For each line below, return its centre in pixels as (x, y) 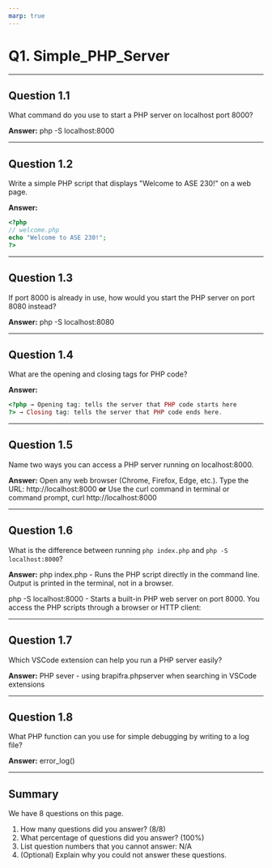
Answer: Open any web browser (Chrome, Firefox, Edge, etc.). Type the (129, 480)
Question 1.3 (41, 278)
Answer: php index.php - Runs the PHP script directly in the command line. (134, 574)
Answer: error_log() (42, 761)
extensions (27, 684)
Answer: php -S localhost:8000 (62, 131)
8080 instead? (32, 306)
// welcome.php (34, 230)
